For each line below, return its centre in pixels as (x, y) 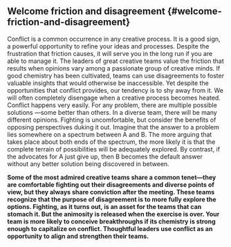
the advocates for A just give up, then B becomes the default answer (105, 156)
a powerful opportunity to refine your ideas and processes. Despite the (108, 46)
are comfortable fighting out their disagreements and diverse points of (111, 184)
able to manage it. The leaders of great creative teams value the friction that (115, 61)
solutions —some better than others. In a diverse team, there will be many (112, 112)
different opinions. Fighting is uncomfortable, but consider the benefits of (112, 120)
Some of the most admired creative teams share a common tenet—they (112, 177)
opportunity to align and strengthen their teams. (78, 236)
